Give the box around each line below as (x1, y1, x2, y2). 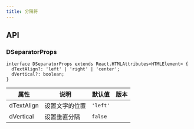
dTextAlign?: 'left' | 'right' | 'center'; (11, 66, 120, 72)
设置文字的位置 (44, 102, 87, 110)
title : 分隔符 (6, 8, 38, 15)
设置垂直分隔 (44, 113, 81, 121)
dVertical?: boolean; (11, 72, 65, 77)
